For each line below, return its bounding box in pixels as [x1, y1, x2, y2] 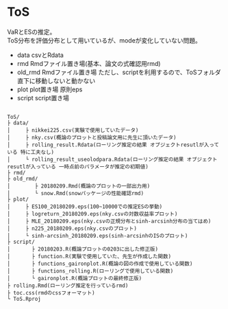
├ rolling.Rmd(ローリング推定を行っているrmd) [7, 282, 129, 289]
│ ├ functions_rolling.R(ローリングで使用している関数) [7, 267, 174, 275]
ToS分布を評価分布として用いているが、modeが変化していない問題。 [7, 36, 202, 45]
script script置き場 [16, 93, 70, 102]
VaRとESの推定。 [7, 27, 56, 36]
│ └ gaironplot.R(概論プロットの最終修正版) [7, 275, 142, 282]
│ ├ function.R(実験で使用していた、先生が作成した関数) [7, 253, 172, 260]
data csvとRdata [16, 51, 64, 59]
